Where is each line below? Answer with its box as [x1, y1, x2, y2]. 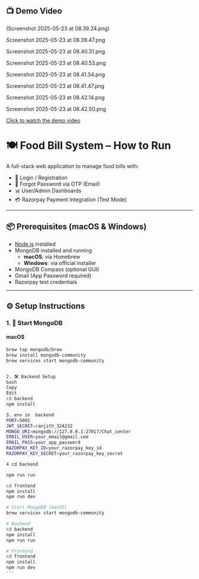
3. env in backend [6, 412, 54, 418]
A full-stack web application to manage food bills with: [6, 162, 139, 169]
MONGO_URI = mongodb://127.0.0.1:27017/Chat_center [6, 428, 131, 435]
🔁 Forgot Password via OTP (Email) [14, 180, 101, 187]
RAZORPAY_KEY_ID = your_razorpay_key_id [6, 445, 102, 451]
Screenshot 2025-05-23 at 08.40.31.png [6, 48, 105, 55]
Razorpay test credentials [14, 278, 78, 285]
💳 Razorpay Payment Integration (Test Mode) [14, 196, 127, 203]
